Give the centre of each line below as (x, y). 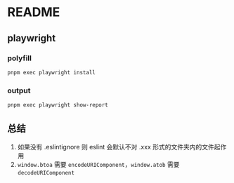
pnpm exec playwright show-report (58, 105)
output (19, 90)
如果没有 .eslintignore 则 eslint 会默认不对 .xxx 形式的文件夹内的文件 (116, 147)
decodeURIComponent (46, 172)
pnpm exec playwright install (52, 72)
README (34, 12)
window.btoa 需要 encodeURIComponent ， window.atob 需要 (98, 164)
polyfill (19, 58)
